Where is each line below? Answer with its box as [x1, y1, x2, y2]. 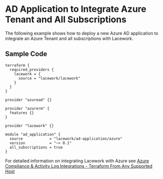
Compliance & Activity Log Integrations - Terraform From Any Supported [5, 163, 153, 169]
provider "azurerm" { [5, 106, 50, 111]
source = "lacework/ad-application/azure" [9, 136, 122, 141]
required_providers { [9, 67, 54, 72]
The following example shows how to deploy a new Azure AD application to [5, 30, 159, 36]
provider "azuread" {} [5, 97, 52, 102]
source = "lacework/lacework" [18, 75, 81, 81]
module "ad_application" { [5, 132, 61, 137]
